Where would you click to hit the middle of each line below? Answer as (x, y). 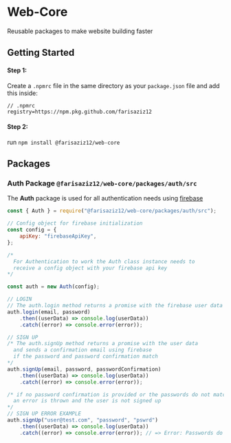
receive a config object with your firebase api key (90, 268)
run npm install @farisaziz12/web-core (64, 142)
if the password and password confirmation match (86, 357)
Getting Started (41, 53)
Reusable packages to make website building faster (80, 31)
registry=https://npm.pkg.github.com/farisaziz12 (80, 112)
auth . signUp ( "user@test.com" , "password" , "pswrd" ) (82, 420)
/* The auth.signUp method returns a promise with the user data (102, 344)
